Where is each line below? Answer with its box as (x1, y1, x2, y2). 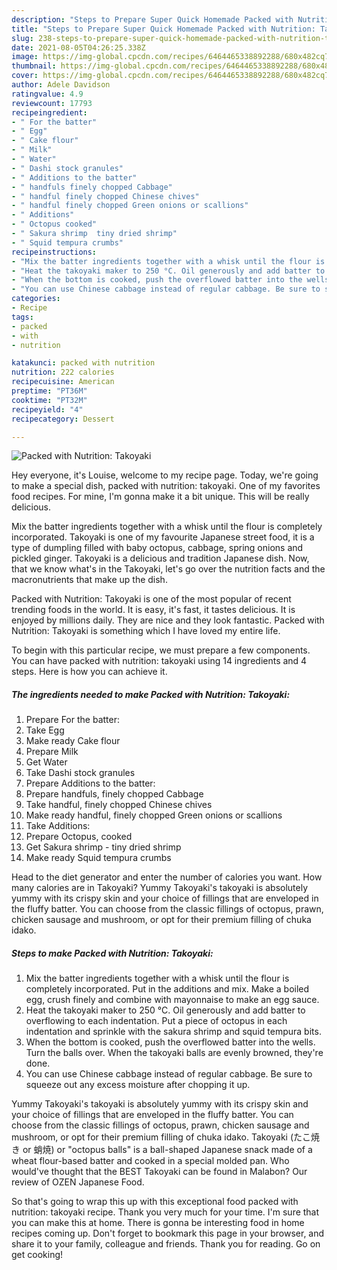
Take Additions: (25, 820, 91, 832)
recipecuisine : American (11, 377, 115, 387)
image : (11, 52, 39, 62)
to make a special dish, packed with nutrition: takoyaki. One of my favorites (11, 480, 321, 492)
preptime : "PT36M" (11, 386, 88, 396)
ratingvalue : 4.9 (11, 89, 84, 99)
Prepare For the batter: (25, 714, 120, 726)
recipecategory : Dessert (11, 414, 115, 424)
